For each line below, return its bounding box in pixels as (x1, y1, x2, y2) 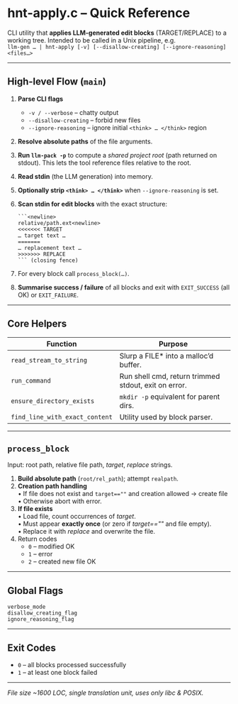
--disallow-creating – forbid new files (28, 116, 141, 124)
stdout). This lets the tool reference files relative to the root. (17, 158, 191, 167)
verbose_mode (7, 603, 46, 611)
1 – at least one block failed (17, 669, 98, 676)
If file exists (17, 505, 53, 513)
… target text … (17, 232, 66, 239)
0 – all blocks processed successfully (17, 661, 127, 669)
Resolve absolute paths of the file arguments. (17, 137, 153, 145)
